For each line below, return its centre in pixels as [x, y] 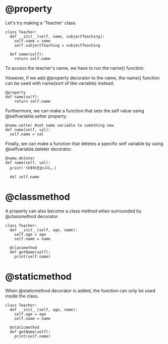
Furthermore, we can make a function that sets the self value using [75, 111]
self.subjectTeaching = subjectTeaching [57, 45]
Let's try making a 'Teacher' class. [41, 23]
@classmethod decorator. [32, 216]
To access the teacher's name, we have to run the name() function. [75, 68]
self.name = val [27, 134]
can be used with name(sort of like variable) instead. [60, 83]
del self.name [24, 177]
